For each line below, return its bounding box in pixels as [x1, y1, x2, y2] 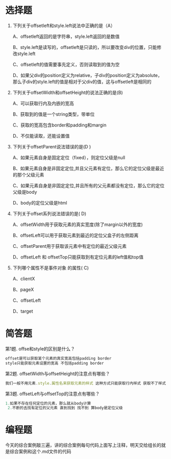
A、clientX [12, 275, 35, 282]
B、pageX [12, 286, 34, 292]
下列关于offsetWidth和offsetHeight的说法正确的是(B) [12, 89, 123, 95]
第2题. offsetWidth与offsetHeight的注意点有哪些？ [5, 370, 110, 376]
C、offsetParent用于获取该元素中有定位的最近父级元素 [12, 243, 127, 249]
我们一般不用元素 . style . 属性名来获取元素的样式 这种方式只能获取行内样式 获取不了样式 [5, 380, 166, 386]
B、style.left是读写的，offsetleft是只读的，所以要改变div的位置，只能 [12, 44, 157, 50]
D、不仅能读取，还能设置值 [12, 133, 70, 139]
